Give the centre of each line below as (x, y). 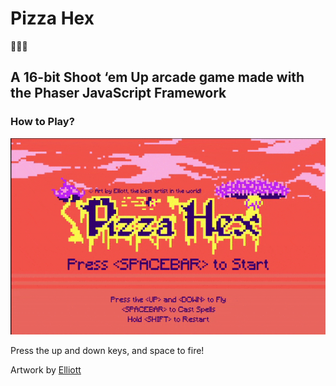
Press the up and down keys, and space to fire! (107, 350)
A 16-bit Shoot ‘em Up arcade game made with (157, 77)
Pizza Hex (52, 18)
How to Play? (42, 122)
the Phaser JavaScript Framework (118, 93)
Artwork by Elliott (46, 369)
